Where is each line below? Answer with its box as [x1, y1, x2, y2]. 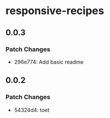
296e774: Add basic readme [14, 58, 84, 65]
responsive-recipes [5, 4, 105, 18]
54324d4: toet [14, 106, 50, 113]
